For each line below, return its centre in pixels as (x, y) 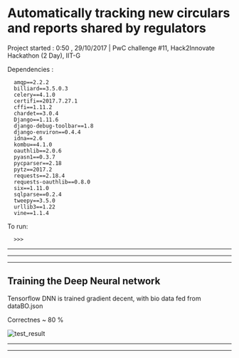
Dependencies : (31, 69)
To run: (18, 226)
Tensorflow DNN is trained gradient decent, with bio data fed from (104, 298)
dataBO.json (25, 306)
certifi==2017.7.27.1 (46, 101)
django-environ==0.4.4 (47, 132)
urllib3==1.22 (34, 207)
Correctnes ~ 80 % (36, 320)
